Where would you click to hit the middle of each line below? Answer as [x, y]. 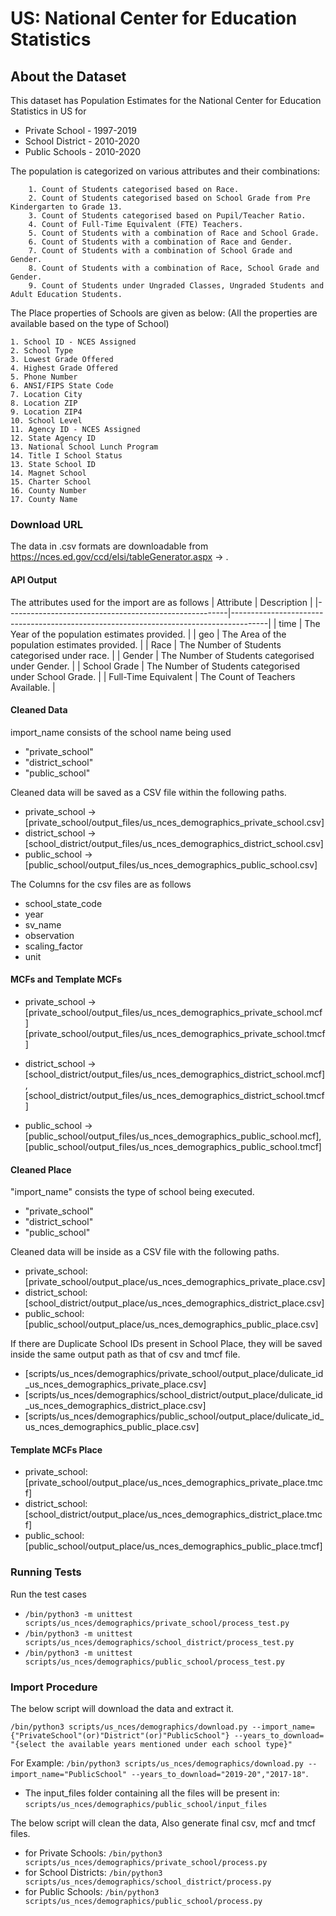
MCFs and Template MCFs [66, 979]
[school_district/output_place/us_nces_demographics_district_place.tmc [173, 1514]
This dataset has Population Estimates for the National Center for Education [166, 100]
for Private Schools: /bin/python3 [93, 1853]
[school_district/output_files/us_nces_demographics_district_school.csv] [174, 843]
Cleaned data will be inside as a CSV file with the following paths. [145, 1252]
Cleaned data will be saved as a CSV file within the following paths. [148, 792]
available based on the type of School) [90, 323]
